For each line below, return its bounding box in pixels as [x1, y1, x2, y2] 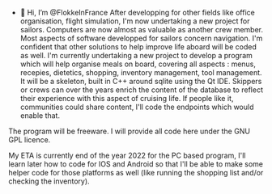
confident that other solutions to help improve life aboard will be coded [19, 42, 257, 52]
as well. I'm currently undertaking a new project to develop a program [19, 51, 253, 60]
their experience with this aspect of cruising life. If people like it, [19, 94, 234, 103]
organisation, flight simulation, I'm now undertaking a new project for [19, 16, 250, 26]
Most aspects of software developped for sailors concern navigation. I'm [19, 33, 263, 43]
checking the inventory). [8, 176, 91, 186]
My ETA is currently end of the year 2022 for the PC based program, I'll [8, 150, 246, 160]
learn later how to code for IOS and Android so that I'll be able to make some [8, 159, 264, 169]
